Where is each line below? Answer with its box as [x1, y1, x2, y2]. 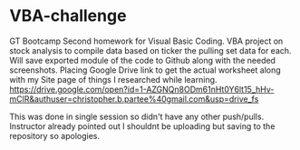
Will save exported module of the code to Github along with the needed [9, 55, 276, 65]
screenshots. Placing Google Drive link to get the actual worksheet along [9, 65, 281, 75]
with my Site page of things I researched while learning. [9, 74, 218, 85]
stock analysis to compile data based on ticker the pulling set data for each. [9, 45, 292, 55]
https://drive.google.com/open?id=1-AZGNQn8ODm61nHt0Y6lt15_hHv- [9, 84, 275, 95]
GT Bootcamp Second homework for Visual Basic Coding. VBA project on [9, 35, 284, 46]
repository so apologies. [9, 130, 100, 141]
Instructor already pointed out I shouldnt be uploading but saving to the [9, 120, 276, 132]
